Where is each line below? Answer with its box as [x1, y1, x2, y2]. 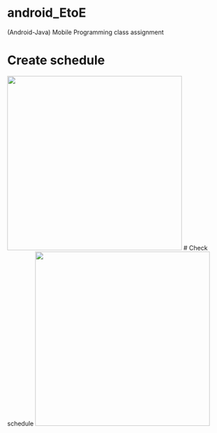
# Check [183, 243, 208, 252]
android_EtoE [7, 5, 87, 21]
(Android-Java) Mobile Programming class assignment [7, 28, 164, 36]
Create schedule [7, 52, 105, 68]
